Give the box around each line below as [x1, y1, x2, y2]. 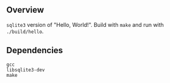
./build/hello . [6, 27, 44, 35]
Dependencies [6, 45, 63, 56]
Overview [6, 5, 45, 15]
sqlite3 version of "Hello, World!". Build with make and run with [6, 21, 164, 28]
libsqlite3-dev [6, 67, 45, 73]
